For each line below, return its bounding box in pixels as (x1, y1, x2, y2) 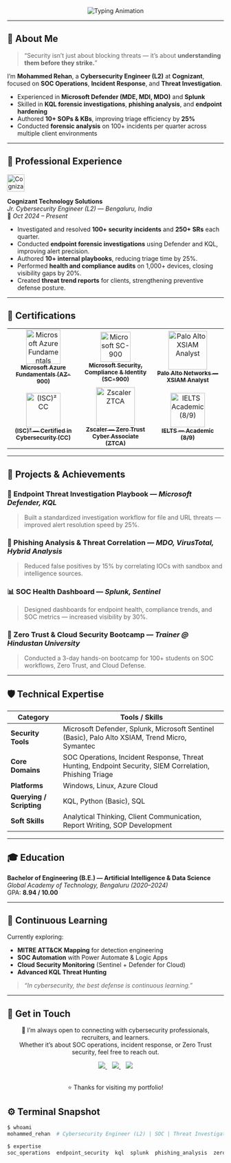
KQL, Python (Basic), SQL (63, 796, 146, 806)
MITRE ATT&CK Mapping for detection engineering (16, 946, 164, 954)
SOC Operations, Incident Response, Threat (63, 752, 204, 762)
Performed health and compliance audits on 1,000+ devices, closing (16, 262, 213, 270)
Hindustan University (7, 638, 80, 648)
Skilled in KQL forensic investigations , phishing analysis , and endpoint (16, 100, 222, 108)
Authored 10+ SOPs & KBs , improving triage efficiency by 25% (16, 114, 195, 122)
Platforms (10, 780, 43, 790)
